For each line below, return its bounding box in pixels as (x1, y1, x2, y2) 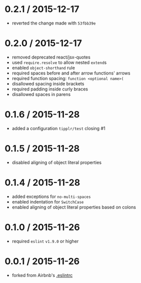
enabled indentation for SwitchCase (11, 198, 84, 204)
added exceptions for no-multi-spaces (11, 193, 91, 199)
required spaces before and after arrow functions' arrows (11, 70, 130, 76)
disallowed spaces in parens (11, 91, 71, 97)
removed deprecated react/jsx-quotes (11, 54, 90, 60)
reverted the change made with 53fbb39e (11, 20, 96, 26)
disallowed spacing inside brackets (11, 80, 84, 86)
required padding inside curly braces (11, 86, 88, 92)
